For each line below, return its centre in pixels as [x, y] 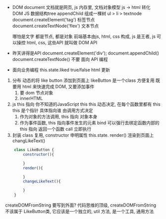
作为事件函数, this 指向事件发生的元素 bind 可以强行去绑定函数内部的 [89, 123]
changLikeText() [29, 141]
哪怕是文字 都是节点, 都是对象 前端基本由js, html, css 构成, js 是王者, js [84, 36]
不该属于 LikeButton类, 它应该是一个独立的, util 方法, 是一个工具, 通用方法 [80, 211]
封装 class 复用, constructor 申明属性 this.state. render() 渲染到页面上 [83, 135]
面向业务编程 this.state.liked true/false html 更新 [61, 70]
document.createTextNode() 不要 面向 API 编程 [60, 59]
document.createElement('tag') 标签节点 [54, 20]
